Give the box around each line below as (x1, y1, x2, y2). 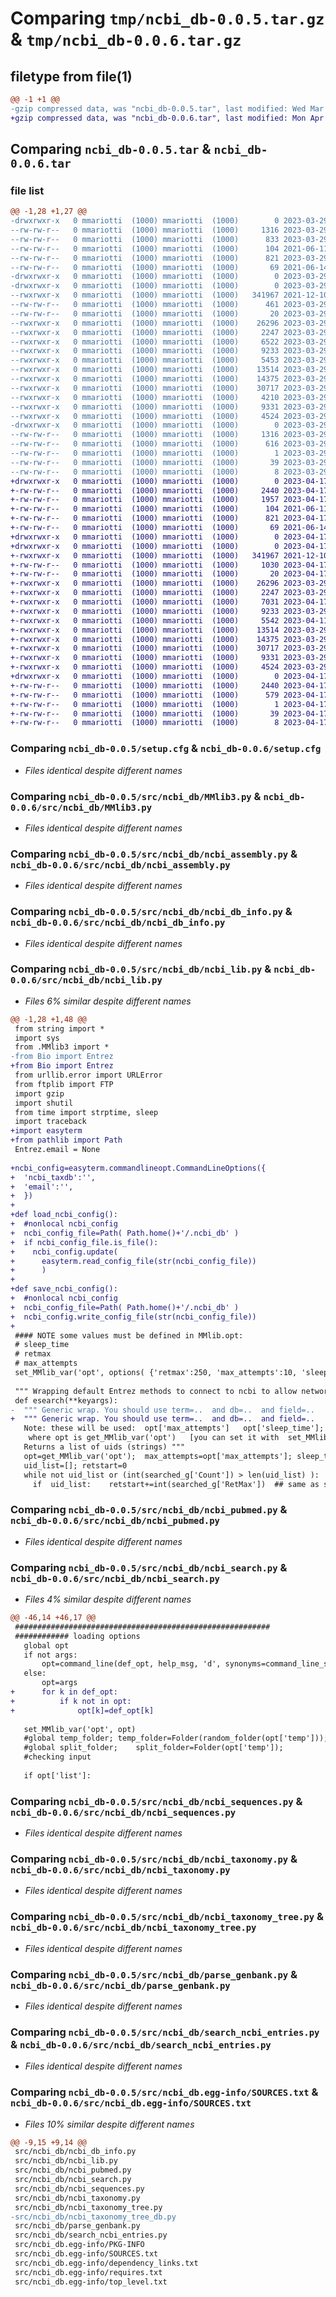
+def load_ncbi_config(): (10, 1210, 118, 1220)
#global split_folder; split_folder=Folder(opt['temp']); (23, 1743, 284, 1753)
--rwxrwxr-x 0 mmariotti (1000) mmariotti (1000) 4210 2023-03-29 (10, 392, 329, 402)
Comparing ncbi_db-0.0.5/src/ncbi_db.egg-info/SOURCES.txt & (10, 2085, 319, 2099)
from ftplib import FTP (14, 1079, 114, 1089)
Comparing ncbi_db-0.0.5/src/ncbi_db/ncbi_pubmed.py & (10, 1503, 288, 1517)
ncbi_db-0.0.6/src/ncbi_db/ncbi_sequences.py (10, 1807, 237, 1818)
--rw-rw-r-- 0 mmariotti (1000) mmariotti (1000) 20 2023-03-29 (10, 308, 329, 319)
